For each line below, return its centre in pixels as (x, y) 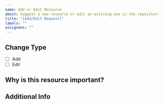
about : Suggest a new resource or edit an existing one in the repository (82, 14)
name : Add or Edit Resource (33, 9)
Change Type (26, 47)
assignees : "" (19, 28)
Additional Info (28, 96)
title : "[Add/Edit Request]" (34, 18)
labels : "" (16, 23)
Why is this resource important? (55, 80)
